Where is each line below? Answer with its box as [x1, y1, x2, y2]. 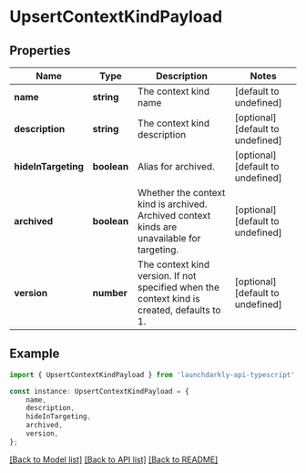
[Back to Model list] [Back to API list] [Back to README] [9, 454, 219, 465]
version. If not [138, 270, 197, 282]
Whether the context [138, 187, 226, 199]
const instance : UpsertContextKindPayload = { [9, 386, 189, 396]
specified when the [138, 281, 220, 293]
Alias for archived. [138, 160, 216, 172]
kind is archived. [138, 198, 208, 211]
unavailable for [138, 232, 201, 244]
